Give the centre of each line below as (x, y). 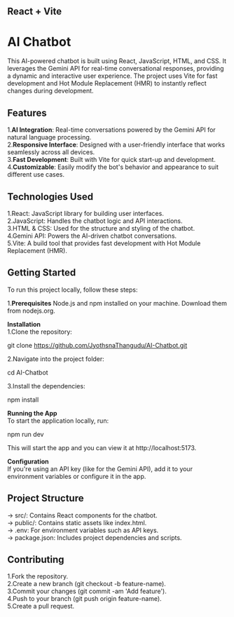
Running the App (32, 413)
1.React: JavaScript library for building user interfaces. (86, 213)
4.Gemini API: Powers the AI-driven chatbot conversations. (92, 236)
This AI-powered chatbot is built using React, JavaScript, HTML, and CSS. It (117, 61)
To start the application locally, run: (58, 421)
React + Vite (35, 12)
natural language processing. (49, 137)
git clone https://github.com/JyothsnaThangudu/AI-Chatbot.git (97, 345)
